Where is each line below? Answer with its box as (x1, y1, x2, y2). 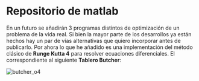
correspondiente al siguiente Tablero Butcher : (6, 56, 122, 63)
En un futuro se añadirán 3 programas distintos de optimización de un (6, 24, 180, 31)
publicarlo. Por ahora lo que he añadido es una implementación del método (6, 44, 193, 51)
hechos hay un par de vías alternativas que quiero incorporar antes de (6, 37, 181, 44)
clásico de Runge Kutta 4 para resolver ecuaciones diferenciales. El (6, 50, 175, 57)
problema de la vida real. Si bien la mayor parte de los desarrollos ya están (6, 30, 192, 37)
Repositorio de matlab (6, 4, 119, 18)
